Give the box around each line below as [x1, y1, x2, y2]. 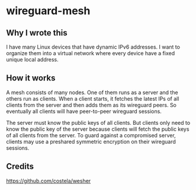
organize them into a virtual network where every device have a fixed [6, 50, 175, 57]
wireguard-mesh [6, 4, 91, 18]
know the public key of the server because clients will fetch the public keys [6, 125, 189, 133]
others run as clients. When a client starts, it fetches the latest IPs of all [6, 95, 179, 102]
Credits [6, 162, 34, 172]
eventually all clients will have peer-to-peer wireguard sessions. [6, 108, 162, 115]
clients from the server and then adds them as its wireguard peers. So [6, 101, 176, 108]
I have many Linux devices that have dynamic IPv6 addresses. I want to [6, 43, 181, 50]
